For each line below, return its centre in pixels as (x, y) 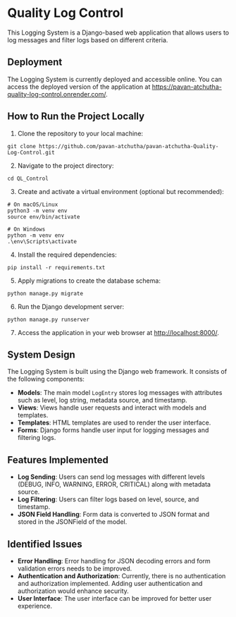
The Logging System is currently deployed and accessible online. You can (115, 79)
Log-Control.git (31, 152)
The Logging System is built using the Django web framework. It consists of (117, 372)
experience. (35, 606)
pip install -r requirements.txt (56, 267)
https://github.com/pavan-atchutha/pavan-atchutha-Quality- (129, 146)
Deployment (35, 62)
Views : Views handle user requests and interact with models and (112, 408)
